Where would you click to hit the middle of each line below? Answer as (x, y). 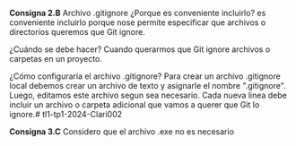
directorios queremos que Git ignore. (77, 32)
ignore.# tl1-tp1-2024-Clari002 (66, 114)
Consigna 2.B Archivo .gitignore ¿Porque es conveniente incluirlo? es (138, 13)
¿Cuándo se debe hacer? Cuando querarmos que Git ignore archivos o (140, 49)
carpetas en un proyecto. (56, 59)
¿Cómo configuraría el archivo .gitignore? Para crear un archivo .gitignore (145, 76)
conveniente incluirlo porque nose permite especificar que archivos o (138, 22)
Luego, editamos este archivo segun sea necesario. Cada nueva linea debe (148, 95)
